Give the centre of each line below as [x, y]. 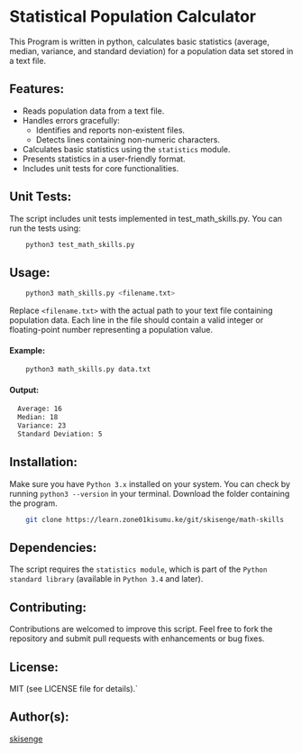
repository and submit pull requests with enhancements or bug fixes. [137, 638]
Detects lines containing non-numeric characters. [128, 139]
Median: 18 [38, 418]
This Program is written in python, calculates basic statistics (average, [140, 41]
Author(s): [39, 717]
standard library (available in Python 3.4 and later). [106, 579]
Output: [24, 390]
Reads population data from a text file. [93, 111]
